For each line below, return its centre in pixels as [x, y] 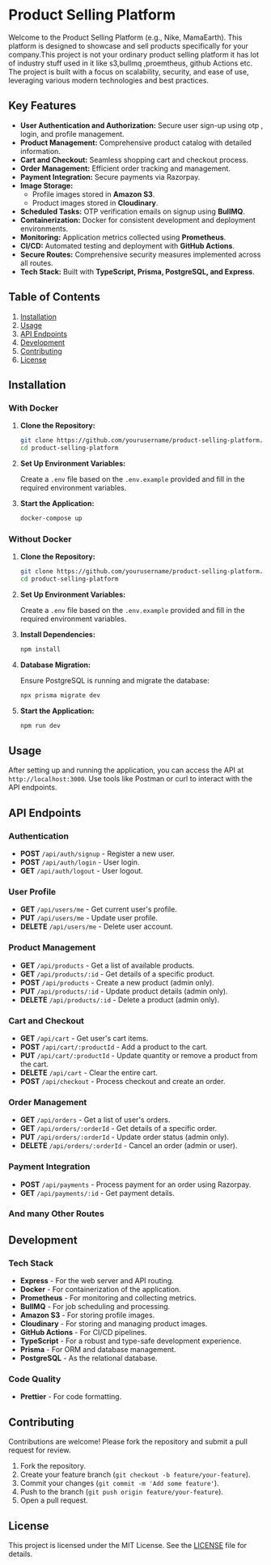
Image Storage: [47, 185]
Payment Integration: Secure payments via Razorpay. [110, 176]
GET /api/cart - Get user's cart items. [84, 1038]
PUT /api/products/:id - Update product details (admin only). [124, 991]
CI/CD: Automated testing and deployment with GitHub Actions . [127, 245]
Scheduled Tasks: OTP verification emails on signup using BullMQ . [132, 211]
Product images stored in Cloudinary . [95, 202]
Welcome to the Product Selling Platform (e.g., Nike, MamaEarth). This [125, 37]
